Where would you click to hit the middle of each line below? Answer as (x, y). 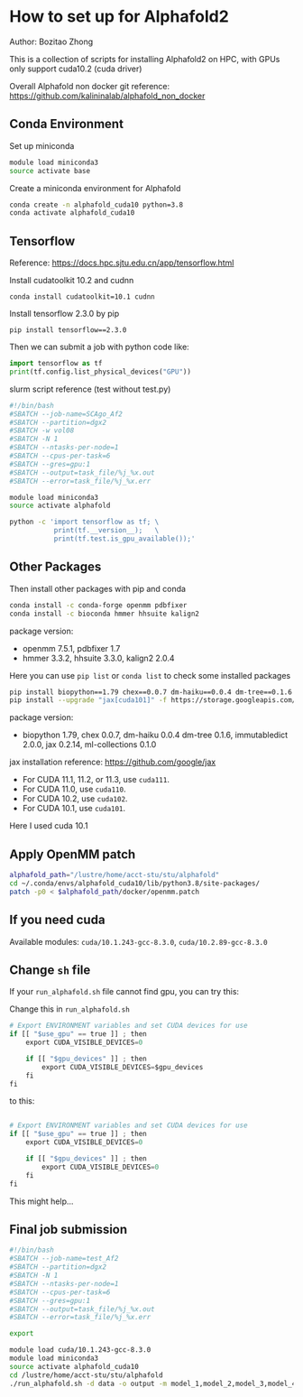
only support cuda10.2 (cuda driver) (76, 69)
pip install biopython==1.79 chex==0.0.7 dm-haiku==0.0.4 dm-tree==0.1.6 (151, 692)
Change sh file (50, 970)
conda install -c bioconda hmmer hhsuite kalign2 (105, 614)
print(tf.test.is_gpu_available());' (124, 539)
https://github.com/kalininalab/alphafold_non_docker (107, 96)
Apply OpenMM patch (73, 854)
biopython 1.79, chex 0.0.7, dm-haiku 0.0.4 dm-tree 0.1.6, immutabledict (155, 735)
